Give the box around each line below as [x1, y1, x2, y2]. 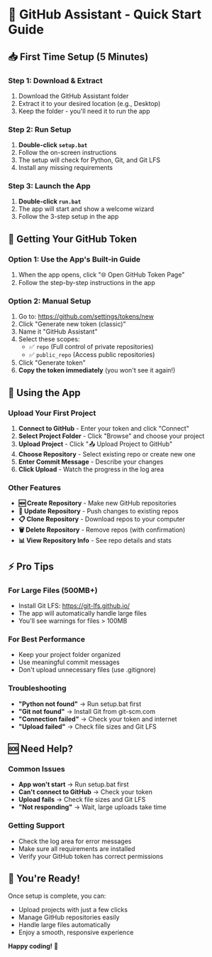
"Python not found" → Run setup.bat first [18, 700, 141, 708]
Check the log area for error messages [18, 837, 132, 845]
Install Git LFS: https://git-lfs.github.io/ [18, 602, 130, 610]
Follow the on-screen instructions [18, 149, 117, 157]
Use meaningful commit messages [18, 658, 120, 667]
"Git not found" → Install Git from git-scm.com [18, 707, 155, 715]
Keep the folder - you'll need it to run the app [18, 107, 151, 115]
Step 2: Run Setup [8, 124, 72, 134]
